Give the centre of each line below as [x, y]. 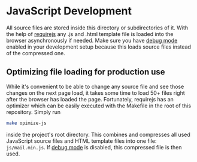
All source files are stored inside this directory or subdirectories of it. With [97, 28]
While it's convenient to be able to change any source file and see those [95, 86]
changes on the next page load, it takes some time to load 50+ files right [96, 93]
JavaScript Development [69, 11]
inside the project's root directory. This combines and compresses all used [98, 134]
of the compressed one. [36, 53]
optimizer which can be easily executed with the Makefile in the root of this [99, 106]
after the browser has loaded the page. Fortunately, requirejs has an [90, 99]
